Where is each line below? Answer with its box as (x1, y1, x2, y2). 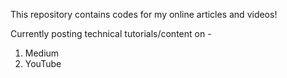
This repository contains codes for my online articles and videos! (10, 9, 278, 20)
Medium (24, 47, 60, 59)
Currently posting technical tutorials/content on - (10, 28, 212, 39)
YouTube (24, 58, 62, 69)
